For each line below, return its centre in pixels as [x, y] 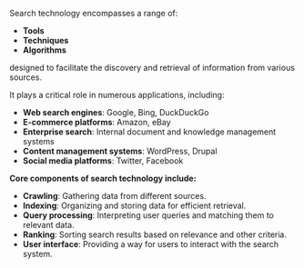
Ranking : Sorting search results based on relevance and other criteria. [154, 234]
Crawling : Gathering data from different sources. [114, 196]
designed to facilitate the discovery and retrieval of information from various [152, 68]
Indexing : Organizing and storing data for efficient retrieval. [134, 205]
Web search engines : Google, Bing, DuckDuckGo [116, 112]
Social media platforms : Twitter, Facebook [103, 161]
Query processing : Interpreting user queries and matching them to [148, 215]
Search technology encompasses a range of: [94, 13]
